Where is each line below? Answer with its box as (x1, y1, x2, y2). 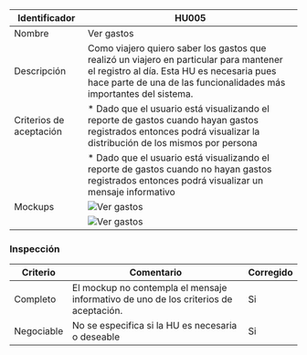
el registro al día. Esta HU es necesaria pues (88, 65, 277, 77)
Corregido (248, 266, 293, 279)
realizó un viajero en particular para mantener (88, 54, 283, 66)
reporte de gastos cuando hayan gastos (88, 114, 259, 126)
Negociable (14, 325, 64, 338)
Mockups (14, 201, 55, 213)
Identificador (17, 12, 76, 24)
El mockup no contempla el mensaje (71, 282, 228, 295)
